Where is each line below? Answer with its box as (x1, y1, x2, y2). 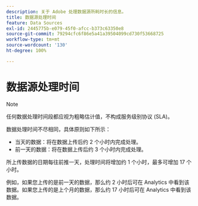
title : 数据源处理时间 (6, 14, 57, 20)
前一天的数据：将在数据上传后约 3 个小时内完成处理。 (14, 146, 147, 153)
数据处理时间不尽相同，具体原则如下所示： (6, 125, 111, 133)
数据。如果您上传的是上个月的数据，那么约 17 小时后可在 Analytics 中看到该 (6, 186, 192, 193)
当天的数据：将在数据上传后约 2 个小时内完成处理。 (14, 138, 142, 145)
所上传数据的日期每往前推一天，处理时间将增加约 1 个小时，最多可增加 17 (6, 158, 185, 165)
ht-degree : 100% (6, 48, 47, 54)
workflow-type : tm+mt (6, 36, 60, 42)
